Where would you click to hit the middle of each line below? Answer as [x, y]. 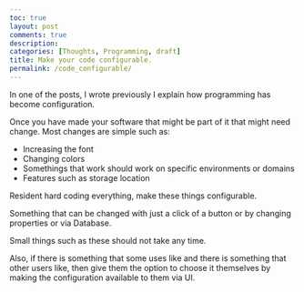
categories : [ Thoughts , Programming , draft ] [95, 52]
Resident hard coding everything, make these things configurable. [133, 196]
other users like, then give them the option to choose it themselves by [140, 267]
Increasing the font [58, 149]
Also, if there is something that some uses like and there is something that [148, 258]
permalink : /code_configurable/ [71, 69]
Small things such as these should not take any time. [108, 240]
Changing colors [54, 158]
